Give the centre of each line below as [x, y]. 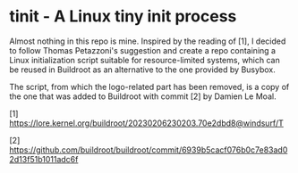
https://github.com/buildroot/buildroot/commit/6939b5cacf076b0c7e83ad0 [149, 150]
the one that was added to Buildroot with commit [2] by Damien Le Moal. [143, 96]
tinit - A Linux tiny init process [123, 16]
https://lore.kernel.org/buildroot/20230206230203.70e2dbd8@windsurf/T [146, 123]
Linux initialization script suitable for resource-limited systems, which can [145, 60]
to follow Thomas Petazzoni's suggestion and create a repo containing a [142, 50]
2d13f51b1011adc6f [44, 159]
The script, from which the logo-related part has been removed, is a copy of [149, 86]
